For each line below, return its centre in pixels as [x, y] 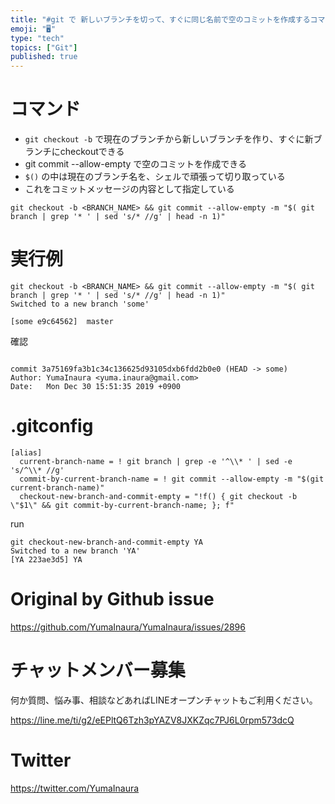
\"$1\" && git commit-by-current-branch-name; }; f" [122, 505]
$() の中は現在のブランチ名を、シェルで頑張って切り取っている [155, 177]
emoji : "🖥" [33, 29]
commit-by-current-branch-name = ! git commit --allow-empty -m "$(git [172, 479]
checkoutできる [92, 152]
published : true [44, 57]
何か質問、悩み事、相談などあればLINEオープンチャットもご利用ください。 [164, 700]
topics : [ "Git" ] [44, 47]
